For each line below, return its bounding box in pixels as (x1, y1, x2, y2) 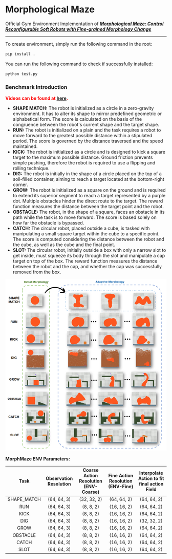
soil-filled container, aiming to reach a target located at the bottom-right (12, 176, 165, 182)
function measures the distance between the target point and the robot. (12, 203, 164, 209)
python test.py (5, 71, 38, 77)
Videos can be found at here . (5, 95, 68, 101)
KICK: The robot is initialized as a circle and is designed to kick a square (12, 148, 165, 155)
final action (139, 480, 164, 487)
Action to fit (138, 475, 164, 481)
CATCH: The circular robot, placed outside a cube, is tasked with (12, 225, 150, 231)
